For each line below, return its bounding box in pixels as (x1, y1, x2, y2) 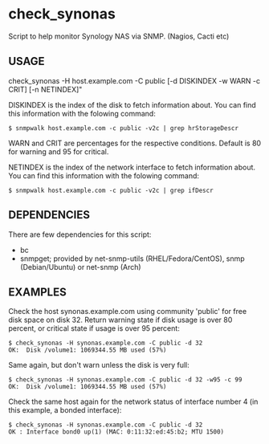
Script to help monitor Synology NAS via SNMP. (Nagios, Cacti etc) (8, 31, 230, 41)
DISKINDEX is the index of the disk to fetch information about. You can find (8, 100, 257, 109)
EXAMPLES (8, 285, 67, 299)
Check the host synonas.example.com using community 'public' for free (8, 307, 247, 316)
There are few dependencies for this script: (8, 230, 152, 239)
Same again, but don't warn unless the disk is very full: (8, 360, 190, 370)
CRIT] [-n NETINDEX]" (8, 84, 83, 94)
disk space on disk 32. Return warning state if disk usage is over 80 (8, 315, 233, 325)
